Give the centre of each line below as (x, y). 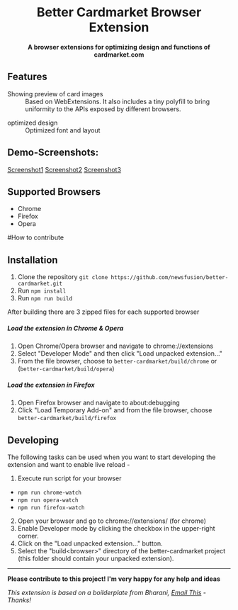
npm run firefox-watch (51, 507)
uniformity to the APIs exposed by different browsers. (103, 109)
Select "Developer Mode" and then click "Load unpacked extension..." (120, 354)
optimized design (33, 123)
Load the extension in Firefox (51, 385)
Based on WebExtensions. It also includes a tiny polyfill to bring (118, 101)
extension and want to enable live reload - (69, 464)
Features (27, 77)
